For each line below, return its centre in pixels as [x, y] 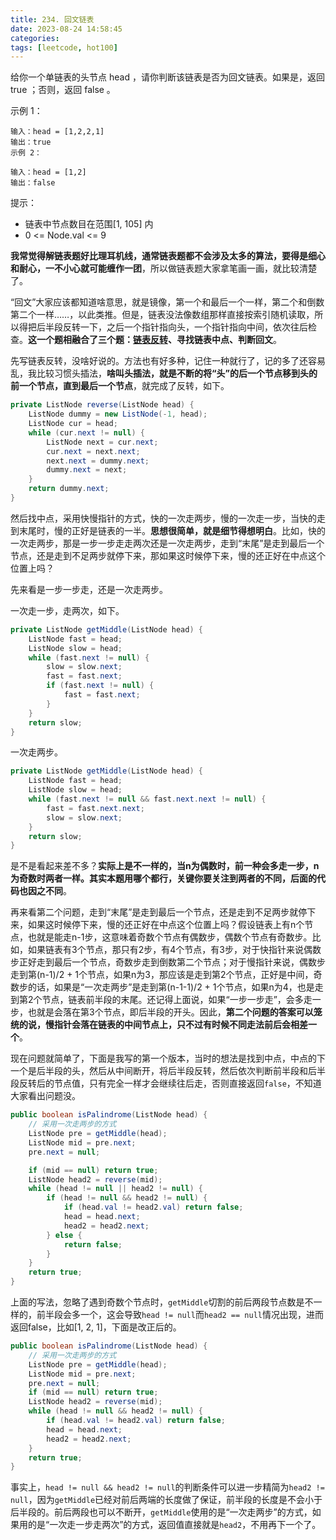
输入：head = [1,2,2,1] [57, 132]
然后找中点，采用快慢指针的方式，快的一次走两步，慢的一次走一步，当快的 [163, 518]
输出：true [31, 142]
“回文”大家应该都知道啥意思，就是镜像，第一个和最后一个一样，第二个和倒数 [167, 302]
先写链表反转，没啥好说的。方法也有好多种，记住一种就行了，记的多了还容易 [168, 361]
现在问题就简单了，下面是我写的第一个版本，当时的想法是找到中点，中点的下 [168, 1058]
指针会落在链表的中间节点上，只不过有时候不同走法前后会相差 [180, 1025]
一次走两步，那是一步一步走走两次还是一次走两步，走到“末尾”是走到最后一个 [167, 543]
